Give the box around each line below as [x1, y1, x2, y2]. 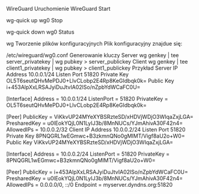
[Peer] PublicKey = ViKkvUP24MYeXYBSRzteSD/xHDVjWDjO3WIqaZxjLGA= [6, 114, 194, 120]
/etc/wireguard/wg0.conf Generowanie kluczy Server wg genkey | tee [6, 52, 179, 59]
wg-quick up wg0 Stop [6, 17, 63, 23]
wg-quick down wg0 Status [6, 28, 75, 35]
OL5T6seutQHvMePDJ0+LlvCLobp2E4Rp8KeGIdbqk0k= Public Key [6, 77, 174, 84]
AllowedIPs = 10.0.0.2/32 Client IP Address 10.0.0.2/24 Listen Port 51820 [6, 126, 186, 133]
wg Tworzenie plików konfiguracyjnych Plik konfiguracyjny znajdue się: [6, 40, 182, 47]
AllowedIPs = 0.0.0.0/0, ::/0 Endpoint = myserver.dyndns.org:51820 [6, 181, 173, 188]
